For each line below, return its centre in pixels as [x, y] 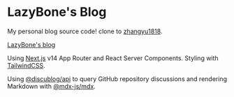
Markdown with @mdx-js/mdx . [51, 86]
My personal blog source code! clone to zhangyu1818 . [85, 31]
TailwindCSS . [26, 65]
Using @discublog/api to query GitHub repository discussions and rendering [117, 79]
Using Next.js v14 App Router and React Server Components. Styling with [113, 58]
